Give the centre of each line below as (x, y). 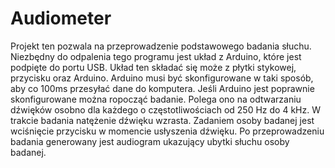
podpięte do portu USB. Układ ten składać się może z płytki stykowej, (153, 67)
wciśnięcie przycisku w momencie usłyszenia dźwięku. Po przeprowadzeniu (167, 131)
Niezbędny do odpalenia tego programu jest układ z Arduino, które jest (156, 56)
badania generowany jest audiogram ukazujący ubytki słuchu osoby (150, 141)
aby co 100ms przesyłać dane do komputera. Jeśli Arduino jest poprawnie (162, 88)
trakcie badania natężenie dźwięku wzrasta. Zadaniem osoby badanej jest (162, 120)
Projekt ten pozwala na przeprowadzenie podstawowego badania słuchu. (161, 46)
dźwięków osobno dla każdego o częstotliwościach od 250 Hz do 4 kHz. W (165, 109)
